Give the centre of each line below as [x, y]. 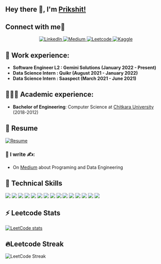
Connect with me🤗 [35, 27]
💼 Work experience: [38, 55]
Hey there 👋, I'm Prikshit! [45, 9]
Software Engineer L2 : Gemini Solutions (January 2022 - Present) [85, 68]
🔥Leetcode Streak [34, 244]
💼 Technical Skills [34, 183]
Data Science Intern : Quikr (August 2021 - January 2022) [75, 73]
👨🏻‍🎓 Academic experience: [50, 94]
